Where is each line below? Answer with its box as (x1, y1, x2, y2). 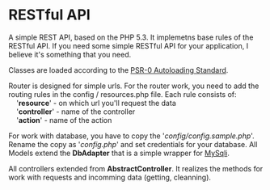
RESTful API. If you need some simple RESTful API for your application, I (8, 40, 249, 50)
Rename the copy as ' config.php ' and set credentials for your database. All (8, 139, 258, 149)
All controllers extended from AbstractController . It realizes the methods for (8, 163, 264, 173)
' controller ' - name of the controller (15, 107, 136, 116)
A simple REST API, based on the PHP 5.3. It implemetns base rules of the (8, 32, 254, 42)
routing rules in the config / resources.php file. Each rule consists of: (8, 89, 237, 99)
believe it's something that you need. (8, 49, 132, 59)
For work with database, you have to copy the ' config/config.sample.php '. (8, 131, 255, 141)
